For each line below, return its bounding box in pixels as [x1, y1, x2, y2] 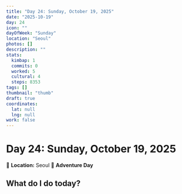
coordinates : [6, 101, 38, 107]
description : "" [6, 47, 46, 53]
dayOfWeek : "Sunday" [6, 30, 57, 36]
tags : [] [6, 85, 28, 91]
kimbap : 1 [11, 57, 35, 63]
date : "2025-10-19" [6, 14, 54, 20]
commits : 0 [11, 63, 38, 69]
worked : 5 [11, 68, 35, 74]
